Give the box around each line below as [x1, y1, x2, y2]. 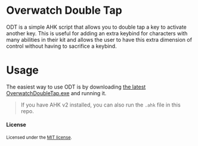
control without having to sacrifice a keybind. [6, 42, 117, 50]
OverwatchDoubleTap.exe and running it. [6, 89, 107, 96]
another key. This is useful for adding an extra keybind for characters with [6, 29, 188, 36]
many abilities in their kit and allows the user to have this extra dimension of [6, 36, 193, 43]
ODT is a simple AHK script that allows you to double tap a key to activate [6, 23, 187, 31]
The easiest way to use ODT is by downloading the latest [6, 83, 146, 90]
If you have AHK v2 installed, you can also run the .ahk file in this [20, 101, 181, 108]
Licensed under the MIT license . [6, 135, 73, 141]
